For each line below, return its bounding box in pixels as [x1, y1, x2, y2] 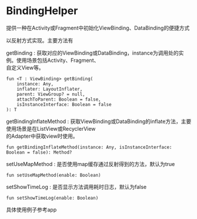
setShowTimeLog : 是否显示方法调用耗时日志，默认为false [6, 183, 147, 190]
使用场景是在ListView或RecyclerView [6, 125, 96, 132]
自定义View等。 [6, 64, 44, 71]
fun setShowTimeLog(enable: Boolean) [6, 195, 99, 201]
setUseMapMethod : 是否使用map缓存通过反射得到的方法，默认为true [6, 160, 175, 167]
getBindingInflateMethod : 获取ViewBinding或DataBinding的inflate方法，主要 [6, 118, 192, 125]
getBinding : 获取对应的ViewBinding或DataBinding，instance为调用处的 [6, 49, 179, 57]
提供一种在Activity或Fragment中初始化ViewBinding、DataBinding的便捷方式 [6, 24, 190, 31]
